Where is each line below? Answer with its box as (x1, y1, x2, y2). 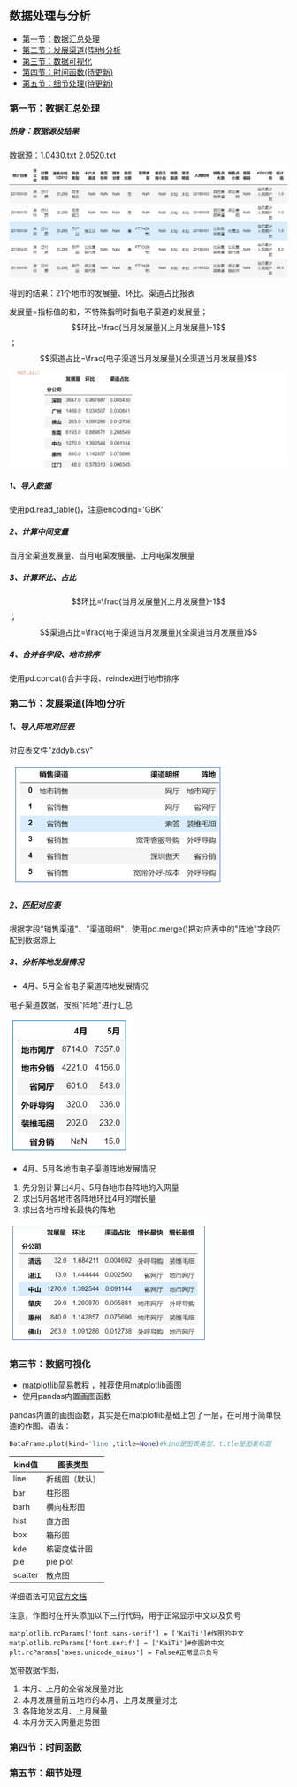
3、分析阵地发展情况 (9, 956, 85, 967)
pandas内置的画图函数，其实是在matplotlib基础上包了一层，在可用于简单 (9, 1410, 274, 1420)
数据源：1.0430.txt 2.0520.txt (9, 150, 117, 160)
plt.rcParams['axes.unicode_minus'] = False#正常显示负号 (9, 1648, 219, 1658)
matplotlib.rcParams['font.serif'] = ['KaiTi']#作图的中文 (9, 1639, 225, 1648)
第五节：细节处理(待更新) (21, 78, 114, 89)
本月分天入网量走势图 (21, 1717, 100, 1728)
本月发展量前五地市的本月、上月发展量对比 (21, 1695, 178, 1706)
